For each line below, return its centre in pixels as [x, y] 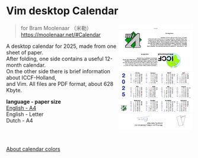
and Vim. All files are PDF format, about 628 [60, 83]
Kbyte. [14, 90]
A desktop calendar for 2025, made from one [61, 46]
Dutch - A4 [20, 120]
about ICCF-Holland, [31, 78]
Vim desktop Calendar [62, 11]
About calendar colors [33, 149]
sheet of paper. [25, 52]
